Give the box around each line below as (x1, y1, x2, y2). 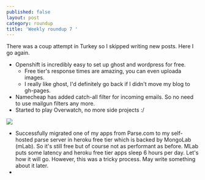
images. (24, 74, 45, 81)
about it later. (15, 162, 49, 170)
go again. (6, 49, 30, 57)
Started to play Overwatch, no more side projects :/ (15, 106, 145, 113)
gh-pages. (24, 87, 51, 95)
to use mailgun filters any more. (15, 100, 95, 107)
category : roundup (6, 20, 53, 26)
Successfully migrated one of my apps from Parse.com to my (15, 129, 170, 137)
